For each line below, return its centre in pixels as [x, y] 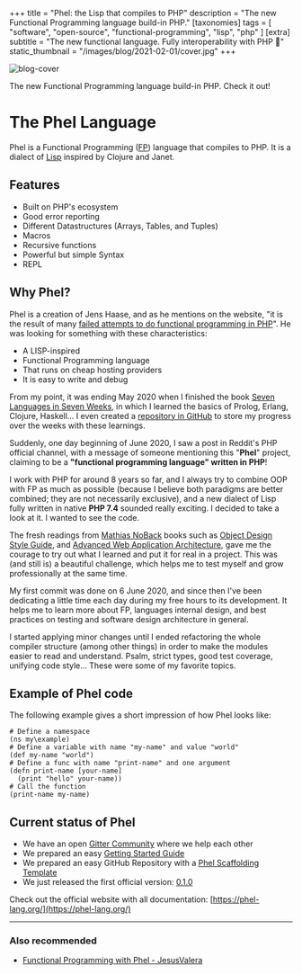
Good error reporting [61, 216]
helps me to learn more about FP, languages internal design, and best [138, 610]
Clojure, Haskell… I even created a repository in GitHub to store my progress [151, 416]
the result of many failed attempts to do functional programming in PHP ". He [150, 324]
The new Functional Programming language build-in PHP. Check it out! [140, 86]
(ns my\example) [40, 740]
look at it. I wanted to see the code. [75, 517]
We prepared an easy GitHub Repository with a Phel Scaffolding [141, 863]
